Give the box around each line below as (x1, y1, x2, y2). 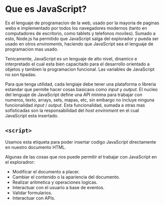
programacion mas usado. (5, 46, 58, 52)
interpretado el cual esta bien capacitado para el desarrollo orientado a (5, 61, 150, 67)
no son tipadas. (5, 71, 37, 77)
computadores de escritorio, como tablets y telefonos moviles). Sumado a (5, 30, 156, 36)
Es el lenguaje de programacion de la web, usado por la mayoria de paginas (5, 20, 160, 26)
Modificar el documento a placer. (12, 168, 80, 174)
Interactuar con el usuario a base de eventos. (12, 184, 105, 190)
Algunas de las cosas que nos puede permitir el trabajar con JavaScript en (5, 154, 157, 159)
